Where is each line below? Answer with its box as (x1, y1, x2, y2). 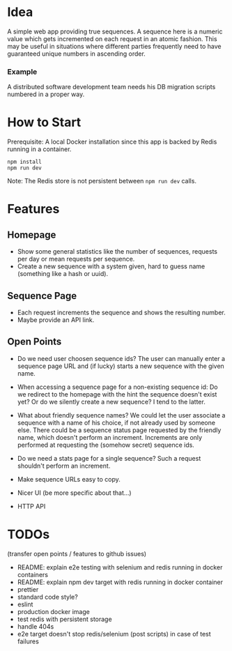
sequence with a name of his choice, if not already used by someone (17, 418, 216, 427)
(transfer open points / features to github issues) (7, 549, 147, 558)
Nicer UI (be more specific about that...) (17, 489, 132, 497)
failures (17, 637, 40, 645)
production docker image (17, 607, 91, 615)
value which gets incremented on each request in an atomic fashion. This (7, 34, 217, 43)
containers (17, 570, 49, 579)
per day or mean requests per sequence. (17, 255, 135, 263)
